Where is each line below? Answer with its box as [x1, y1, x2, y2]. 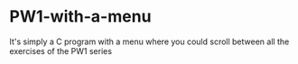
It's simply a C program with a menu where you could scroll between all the [9, 36, 290, 47]
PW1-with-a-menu [9, 6, 152, 27]
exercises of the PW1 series [9, 45, 113, 56]
